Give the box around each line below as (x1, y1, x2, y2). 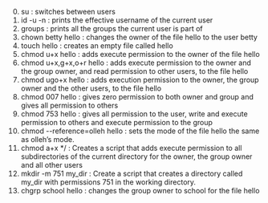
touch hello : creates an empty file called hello (20, 41, 173, 51)
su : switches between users (20, 7, 116, 16)
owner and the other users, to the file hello (20, 83, 162, 93)
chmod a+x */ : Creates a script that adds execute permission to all (20, 144, 242, 152)
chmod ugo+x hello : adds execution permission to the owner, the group (20, 75, 259, 84)
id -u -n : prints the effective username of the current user (20, 15, 213, 25)
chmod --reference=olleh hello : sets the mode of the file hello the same (20, 126, 260, 136)
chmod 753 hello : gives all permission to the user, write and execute (20, 109, 248, 119)
